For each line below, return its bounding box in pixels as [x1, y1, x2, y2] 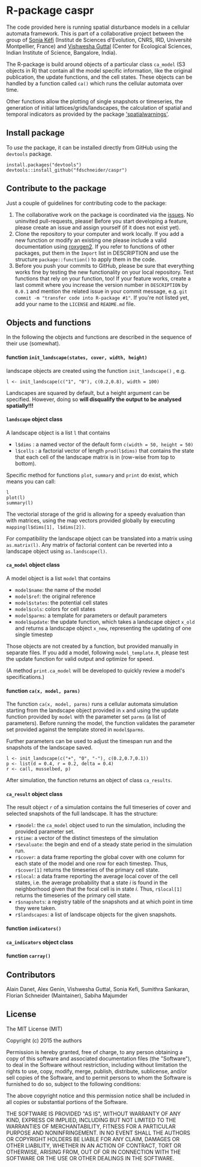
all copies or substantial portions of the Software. [6, 1098, 128, 1105]
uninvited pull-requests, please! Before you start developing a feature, [14, 217, 188, 225]
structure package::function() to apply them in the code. [14, 256, 157, 263]
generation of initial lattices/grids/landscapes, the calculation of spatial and [6, 104, 192, 111]
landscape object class [6, 415, 63, 423]
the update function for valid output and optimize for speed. [6, 655, 154, 662]
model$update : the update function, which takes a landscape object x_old [14, 618, 195, 625]
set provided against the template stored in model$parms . [6, 726, 145, 733]
